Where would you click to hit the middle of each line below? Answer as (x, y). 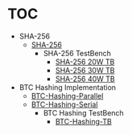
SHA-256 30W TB (85, 70)
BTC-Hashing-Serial (64, 104)
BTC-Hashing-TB (83, 121)
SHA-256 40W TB (85, 79)
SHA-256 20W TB (85, 62)
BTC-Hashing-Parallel (67, 95)
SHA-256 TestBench (77, 53)
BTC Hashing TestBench (83, 112)
